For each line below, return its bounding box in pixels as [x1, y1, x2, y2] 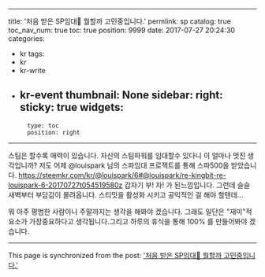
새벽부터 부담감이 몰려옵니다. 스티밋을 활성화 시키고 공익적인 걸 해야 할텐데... [8, 190, 244, 199]
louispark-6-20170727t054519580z [8, 180, 123, 190]
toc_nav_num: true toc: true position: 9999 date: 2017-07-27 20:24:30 [8, 25, 235, 35]
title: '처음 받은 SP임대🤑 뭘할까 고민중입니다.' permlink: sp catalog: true [8, 17, 231, 26]
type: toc [27, 121, 59, 130]
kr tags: [19, 49, 45, 58]
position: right [27, 128, 80, 136]
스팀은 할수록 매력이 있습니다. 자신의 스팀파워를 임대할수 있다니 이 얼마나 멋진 [8, 150, 246, 160]
